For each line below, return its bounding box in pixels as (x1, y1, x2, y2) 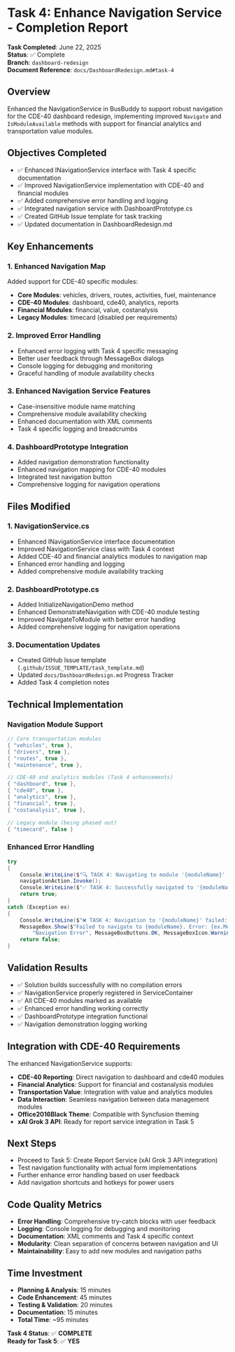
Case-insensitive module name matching (17, 402, 136, 411)
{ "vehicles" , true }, (7, 741, 73, 749)
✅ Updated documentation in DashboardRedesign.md (17, 220, 173, 228)
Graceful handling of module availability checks (17, 369, 155, 377)
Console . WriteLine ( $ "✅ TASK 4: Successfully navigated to (20, 884, 194, 891)
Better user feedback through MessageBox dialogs (17, 354, 164, 362)
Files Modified (7, 500, 71, 512)
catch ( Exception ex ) (7, 904, 71, 911)
